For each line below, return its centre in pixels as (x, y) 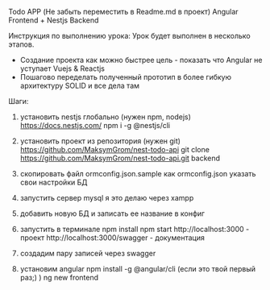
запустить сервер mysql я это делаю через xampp (107, 198)
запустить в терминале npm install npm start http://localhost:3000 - (135, 229)
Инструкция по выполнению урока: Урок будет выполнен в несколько (130, 36)
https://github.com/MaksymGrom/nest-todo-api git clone (114, 149)
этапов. (21, 44)
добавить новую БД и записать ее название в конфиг (112, 213)
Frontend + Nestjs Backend (54, 20)
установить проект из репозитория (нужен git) (100, 141)
